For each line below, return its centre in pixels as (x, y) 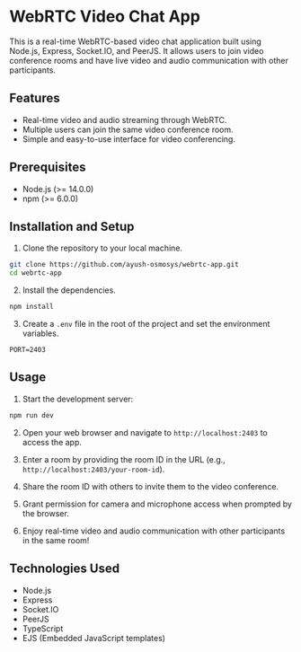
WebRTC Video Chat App (105, 17)
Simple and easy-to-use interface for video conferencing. (129, 139)
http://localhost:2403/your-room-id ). (93, 469)
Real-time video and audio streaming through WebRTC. (124, 119)
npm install (31, 307)
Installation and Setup (72, 226)
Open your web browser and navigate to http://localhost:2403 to (145, 432)
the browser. (45, 513)
